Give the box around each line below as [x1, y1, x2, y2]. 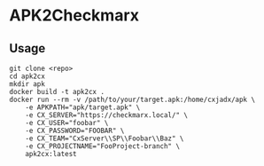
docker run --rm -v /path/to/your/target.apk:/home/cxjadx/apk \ [9, 95, 255, 104]
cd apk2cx [9, 72, 46, 81]
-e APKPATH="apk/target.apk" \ [25, 103, 141, 112]
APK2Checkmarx [9, 5, 140, 26]
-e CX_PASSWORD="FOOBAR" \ [25, 126, 125, 135]
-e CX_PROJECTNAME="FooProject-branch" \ [25, 142, 180, 151]
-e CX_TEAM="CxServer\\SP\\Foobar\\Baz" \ [25, 134, 184, 143]
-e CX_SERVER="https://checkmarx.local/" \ [25, 111, 189, 120]
